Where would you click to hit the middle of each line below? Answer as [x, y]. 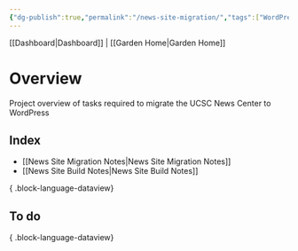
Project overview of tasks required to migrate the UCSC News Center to [140, 103]
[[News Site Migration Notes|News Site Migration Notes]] [126, 161]
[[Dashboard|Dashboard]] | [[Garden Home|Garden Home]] [118, 43]
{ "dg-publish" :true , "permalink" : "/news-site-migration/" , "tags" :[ [134, 17]
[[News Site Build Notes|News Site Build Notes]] [110, 171]
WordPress [30, 113]
